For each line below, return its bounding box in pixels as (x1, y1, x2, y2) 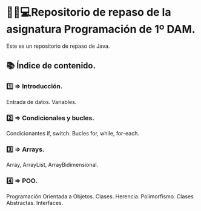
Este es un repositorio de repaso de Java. (6, 42, 110, 50)
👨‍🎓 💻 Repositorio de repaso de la (6, 5, 171, 19)
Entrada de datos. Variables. (6, 98, 77, 105)
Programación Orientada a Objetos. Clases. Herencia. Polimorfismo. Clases (6, 192, 194, 200)
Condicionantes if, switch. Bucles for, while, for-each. (6, 129, 139, 137)
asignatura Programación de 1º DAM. (6, 22, 196, 36)
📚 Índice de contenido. (6, 60, 96, 71)
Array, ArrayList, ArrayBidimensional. (6, 161, 99, 169)
